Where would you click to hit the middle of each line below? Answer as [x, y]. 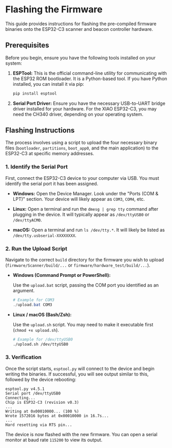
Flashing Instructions [40, 130]
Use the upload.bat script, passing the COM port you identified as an [86, 285]
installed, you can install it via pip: [49, 84]
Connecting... [21, 398]
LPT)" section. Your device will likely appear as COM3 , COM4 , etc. [79, 199]
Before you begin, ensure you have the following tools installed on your [80, 58]
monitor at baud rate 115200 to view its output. [54, 440]
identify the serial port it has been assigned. [52, 183]
